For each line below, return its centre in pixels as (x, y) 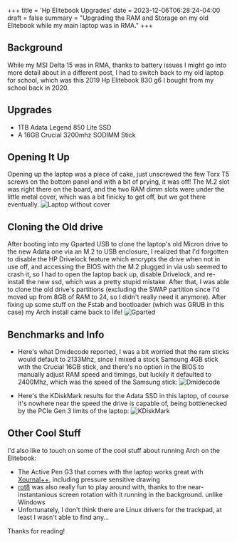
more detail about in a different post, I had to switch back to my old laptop (116, 72)
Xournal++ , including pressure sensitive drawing (89, 479)
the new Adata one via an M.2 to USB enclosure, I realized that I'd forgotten (118, 251)
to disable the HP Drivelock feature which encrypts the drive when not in (114, 259)
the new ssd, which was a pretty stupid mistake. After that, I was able (128, 282)
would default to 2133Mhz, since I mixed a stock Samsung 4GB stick (118, 360)
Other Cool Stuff (44, 433)
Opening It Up (38, 157)
